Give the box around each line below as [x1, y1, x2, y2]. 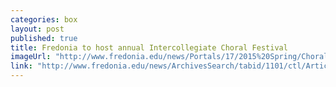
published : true [10, 33, 78, 43]
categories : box [10, 14, 78, 25]
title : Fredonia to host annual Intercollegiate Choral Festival [10, 42, 288, 53]
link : [10, 61, 33, 71]
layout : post [10, 24, 65, 34]
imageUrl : [10, 52, 52, 62]
